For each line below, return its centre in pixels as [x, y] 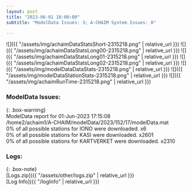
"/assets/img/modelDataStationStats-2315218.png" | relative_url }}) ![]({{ [93, 76]
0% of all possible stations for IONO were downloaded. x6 [76, 128]
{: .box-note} [21, 169]
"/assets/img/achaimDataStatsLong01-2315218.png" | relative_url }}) [96, 57]
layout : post [22, 11]
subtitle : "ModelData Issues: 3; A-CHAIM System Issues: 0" [81, 22]
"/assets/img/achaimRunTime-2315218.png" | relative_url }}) [79, 82]
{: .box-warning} [26, 110]
